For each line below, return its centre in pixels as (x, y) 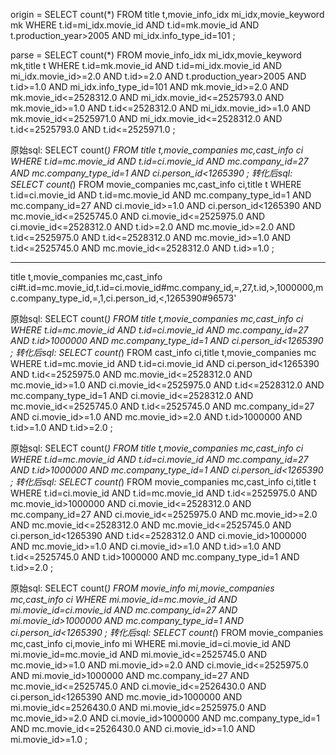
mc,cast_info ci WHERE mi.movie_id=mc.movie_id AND (124, 599)
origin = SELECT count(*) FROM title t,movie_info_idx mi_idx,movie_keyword (167, 14)
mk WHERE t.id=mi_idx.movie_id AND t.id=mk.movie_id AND (135, 25)
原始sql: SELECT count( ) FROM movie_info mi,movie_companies (142, 588)
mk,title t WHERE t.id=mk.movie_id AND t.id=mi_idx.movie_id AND (146, 65)
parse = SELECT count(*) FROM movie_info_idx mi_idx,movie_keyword (156, 55)
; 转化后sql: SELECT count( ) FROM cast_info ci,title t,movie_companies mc (163, 352)
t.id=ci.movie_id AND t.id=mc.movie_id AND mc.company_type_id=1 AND (161, 195)
